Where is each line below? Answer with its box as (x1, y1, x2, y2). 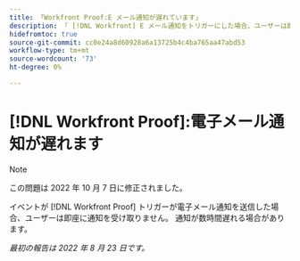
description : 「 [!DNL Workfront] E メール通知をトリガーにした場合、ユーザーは (9, 21, 287, 30)
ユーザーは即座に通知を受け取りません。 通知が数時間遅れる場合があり (24, 212, 286, 223)
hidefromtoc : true (9, 29, 78, 38)
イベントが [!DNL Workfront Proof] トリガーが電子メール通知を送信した (9, 201, 271, 212)
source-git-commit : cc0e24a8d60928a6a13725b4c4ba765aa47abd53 (9, 37, 246, 47)
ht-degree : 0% (9, 63, 62, 72)
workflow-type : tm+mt (9, 46, 90, 55)
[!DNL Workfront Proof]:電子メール (9, 112, 270, 132)
